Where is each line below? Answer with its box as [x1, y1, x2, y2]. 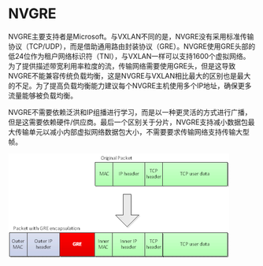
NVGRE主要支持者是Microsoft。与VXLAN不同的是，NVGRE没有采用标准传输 [8, 31, 254, 41]
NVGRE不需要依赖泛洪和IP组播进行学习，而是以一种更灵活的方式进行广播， [8, 107, 252, 116]
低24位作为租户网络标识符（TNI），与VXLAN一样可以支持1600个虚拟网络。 [8, 51, 250, 61]
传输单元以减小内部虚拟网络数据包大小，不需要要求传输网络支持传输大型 [14, 127, 250, 136]
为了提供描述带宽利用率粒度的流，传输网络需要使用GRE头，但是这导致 [8, 61, 236, 71]
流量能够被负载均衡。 [8, 91, 77, 100]
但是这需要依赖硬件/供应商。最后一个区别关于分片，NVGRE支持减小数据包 [8, 117, 248, 127]
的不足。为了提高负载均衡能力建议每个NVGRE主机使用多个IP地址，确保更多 [8, 80, 252, 91]
